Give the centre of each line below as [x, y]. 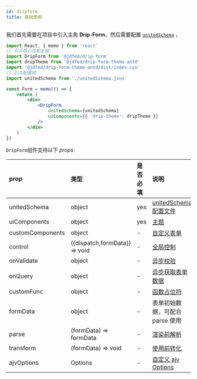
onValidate [23, 261]
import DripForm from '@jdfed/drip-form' [57, 56]
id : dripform [22, 11]
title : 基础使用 [24, 17]
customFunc [26, 291]
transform [23, 348]
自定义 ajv [166, 360]
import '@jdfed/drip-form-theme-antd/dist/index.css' [73, 68]
